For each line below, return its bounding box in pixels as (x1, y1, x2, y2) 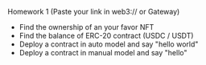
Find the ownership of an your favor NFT (19, 22, 154, 31)
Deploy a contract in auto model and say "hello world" (19, 39, 199, 49)
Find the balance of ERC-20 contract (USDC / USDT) (19, 31, 194, 40)
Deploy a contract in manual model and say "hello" (19, 48, 187, 57)
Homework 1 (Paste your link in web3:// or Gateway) (7, 7, 180, 16)
